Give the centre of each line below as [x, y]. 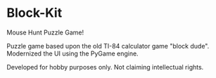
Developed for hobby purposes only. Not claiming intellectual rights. [105, 67]
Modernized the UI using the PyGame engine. [72, 53]
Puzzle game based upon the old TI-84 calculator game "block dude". [108, 46]
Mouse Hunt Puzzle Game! [45, 32]
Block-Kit [34, 13]
